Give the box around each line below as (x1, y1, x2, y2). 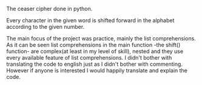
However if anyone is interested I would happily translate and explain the (6, 67, 188, 74)
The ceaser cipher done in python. (6, 5, 93, 12)
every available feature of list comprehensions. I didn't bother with (6, 54, 172, 61)
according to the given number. (6, 24, 85, 30)
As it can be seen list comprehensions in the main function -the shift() (6, 42, 181, 48)
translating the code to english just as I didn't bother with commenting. (6, 60, 183, 68)
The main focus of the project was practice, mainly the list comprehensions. (6, 35, 196, 42)
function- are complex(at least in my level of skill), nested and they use (6, 48, 184, 55)
